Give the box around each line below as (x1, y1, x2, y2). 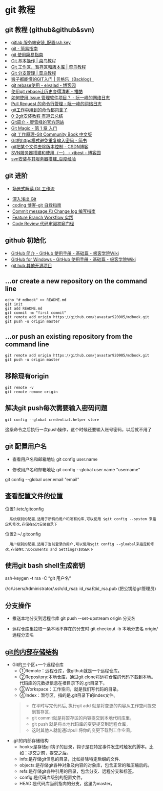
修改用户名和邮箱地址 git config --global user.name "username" (12, 466, 141, 472)
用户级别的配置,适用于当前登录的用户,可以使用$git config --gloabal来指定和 (9, 541, 151, 547)
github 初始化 (5, 236, 46, 245)
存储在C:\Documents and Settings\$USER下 (11, 547, 94, 552)
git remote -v (5, 385, 34, 390)
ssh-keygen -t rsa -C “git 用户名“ (5, 575, 71, 581)
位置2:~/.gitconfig (5, 531, 41, 537)
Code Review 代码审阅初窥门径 (12, 220, 75, 226)
